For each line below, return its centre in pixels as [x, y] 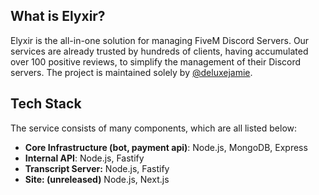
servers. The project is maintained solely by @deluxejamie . [131, 72]
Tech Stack [46, 104]
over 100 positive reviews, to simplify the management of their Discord [156, 61]
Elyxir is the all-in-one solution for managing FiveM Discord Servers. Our [160, 40]
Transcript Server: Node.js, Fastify [97, 168]
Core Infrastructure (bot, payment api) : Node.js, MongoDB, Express [166, 147]
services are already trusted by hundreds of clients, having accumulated [159, 51]
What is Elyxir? [58, 16]
